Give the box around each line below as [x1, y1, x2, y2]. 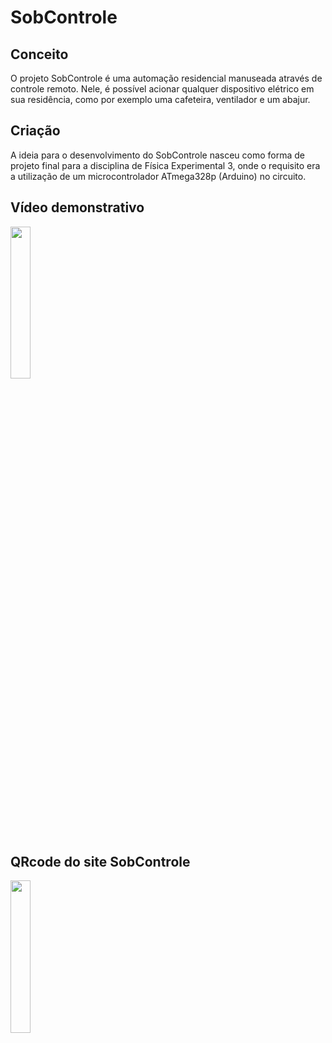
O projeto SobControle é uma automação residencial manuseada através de [10, 72, 323, 84]
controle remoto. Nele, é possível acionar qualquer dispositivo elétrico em [10, 83, 315, 95]
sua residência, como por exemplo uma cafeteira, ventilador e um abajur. [10, 94, 311, 105]
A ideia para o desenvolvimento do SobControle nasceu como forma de [10, 149, 306, 161]
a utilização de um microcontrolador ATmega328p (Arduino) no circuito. [10, 170, 307, 182]
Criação [10, 122, 61, 140]
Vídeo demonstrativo [10, 199, 145, 216]
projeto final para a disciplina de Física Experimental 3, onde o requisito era [10, 159, 321, 171]
